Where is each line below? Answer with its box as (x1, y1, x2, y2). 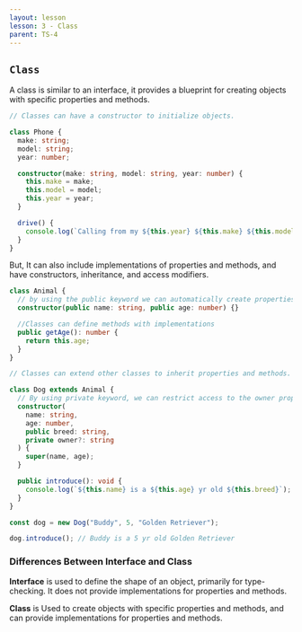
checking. (9, 585, 47, 596)
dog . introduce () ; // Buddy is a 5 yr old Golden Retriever (9, 534, 235, 543)
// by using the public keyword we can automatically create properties (17, 295, 296, 304)
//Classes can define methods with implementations (17, 320, 216, 329)
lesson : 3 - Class (9, 22, 78, 31)
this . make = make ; (25, 177, 94, 187)
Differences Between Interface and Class (9, 556, 193, 568)
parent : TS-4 (9, 30, 58, 39)
